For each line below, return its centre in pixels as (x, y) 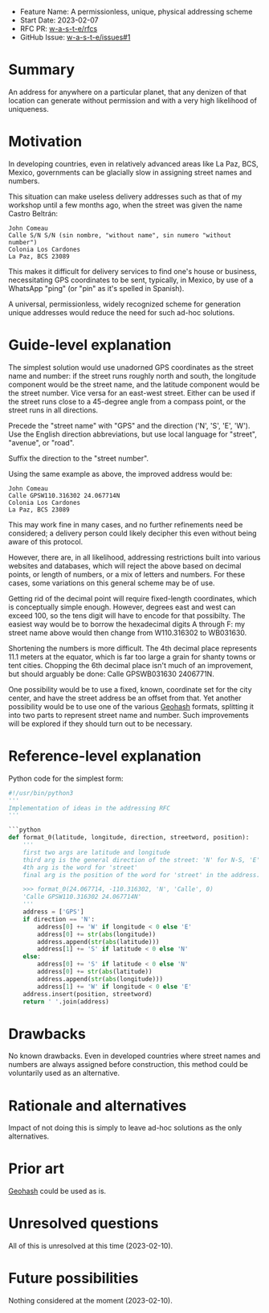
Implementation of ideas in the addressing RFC (90, 808)
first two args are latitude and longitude (97, 852)
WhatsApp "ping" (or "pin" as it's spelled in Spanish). (96, 288)
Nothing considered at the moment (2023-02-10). (90, 1301)
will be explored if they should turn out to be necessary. (100, 724)
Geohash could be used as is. (57, 1191)
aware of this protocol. (46, 541)
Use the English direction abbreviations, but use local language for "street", (132, 434)
